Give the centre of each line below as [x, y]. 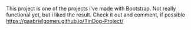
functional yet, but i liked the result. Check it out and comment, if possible [96, 15]
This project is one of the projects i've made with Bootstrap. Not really [91, 9]
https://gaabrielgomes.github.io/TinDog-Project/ [65, 21]
